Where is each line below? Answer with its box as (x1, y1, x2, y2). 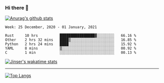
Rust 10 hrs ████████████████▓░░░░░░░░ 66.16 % (5, 33, 137, 38)
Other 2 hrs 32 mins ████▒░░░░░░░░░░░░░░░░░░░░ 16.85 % (5, 37, 137, 43)
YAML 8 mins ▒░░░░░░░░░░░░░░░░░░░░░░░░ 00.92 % (5, 46, 137, 51)
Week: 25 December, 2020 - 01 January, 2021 (5, 25, 97, 30)
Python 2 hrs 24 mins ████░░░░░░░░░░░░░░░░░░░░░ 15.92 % (5, 42, 137, 47)
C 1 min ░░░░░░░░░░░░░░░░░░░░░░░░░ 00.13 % (5, 50, 137, 55)
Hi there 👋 (5, 4, 29, 11)
